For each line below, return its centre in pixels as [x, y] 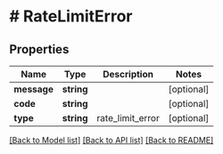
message [33, 89]
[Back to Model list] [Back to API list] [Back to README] [111, 140]
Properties [39, 49]
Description [128, 74]
